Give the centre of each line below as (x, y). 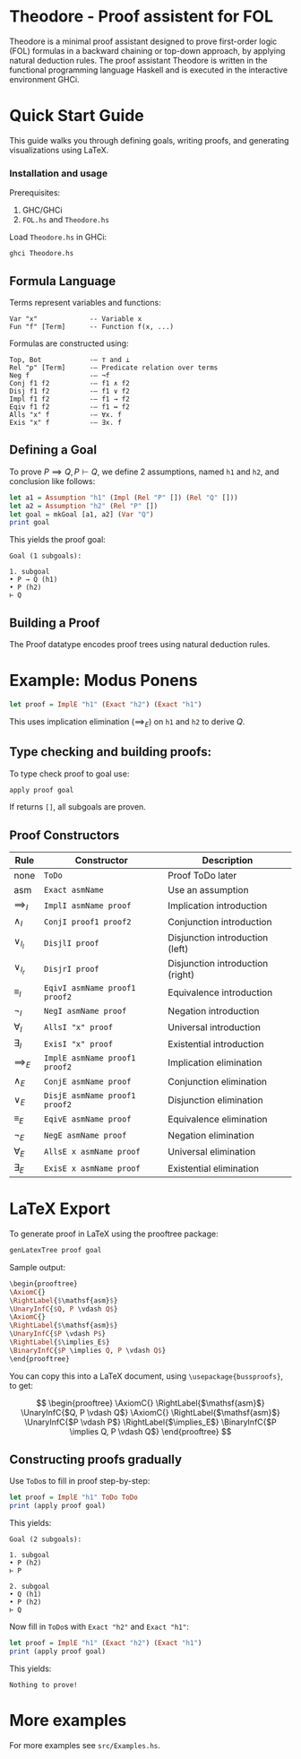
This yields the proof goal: (57, 540)
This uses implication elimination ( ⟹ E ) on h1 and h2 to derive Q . (127, 722)
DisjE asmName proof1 (90, 1096)
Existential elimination (214, 1168)
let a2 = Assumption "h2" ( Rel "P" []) (84, 506)
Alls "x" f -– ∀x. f (66, 414)
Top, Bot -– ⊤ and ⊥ (69, 360)
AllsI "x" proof (78, 1027)
